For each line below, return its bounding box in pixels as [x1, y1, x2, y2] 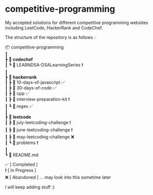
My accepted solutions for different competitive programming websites [5, 20, 148, 25]
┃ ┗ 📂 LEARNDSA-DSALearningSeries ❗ [5, 62, 83, 68]
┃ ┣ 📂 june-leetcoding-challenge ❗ [5, 126, 73, 133]
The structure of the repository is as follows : [5, 34, 96, 40]
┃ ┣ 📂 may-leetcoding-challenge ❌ [5, 134, 75, 140]
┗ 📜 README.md [5, 152, 39, 158]
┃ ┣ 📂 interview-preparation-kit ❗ [5, 96, 70, 102]
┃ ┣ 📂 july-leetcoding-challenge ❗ [5, 119, 71, 125]
